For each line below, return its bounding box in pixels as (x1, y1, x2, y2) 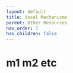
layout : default (6, 8, 46, 15)
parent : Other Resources (6, 20, 68, 26)
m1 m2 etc (6, 56, 58, 70)
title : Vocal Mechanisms (6, 14, 68, 20)
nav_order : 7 (6, 25, 39, 31)
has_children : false (6, 31, 58, 37)
